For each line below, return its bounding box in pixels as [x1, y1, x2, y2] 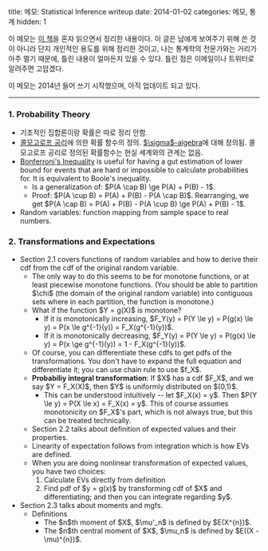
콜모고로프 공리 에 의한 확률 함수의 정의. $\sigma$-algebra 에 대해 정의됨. [19, 138, 247, 148]
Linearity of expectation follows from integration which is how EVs [31, 441, 250, 450]
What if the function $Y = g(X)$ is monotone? [31, 305, 182, 315]
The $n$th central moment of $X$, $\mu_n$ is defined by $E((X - [43, 525, 259, 535]
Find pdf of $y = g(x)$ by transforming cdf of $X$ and [43, 483, 223, 493]
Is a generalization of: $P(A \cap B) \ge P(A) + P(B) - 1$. [31, 182, 215, 192]
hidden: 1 [16, 17, 46, 26]
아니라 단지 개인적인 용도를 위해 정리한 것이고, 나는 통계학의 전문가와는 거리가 [16, 44, 258, 54]
